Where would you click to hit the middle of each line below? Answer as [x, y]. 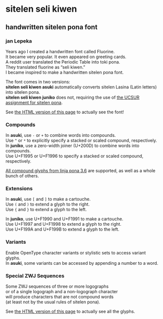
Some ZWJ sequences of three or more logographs [57, 286]
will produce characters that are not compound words [60, 297]
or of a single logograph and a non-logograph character [62, 292]
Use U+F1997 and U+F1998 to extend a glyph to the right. [63, 224]
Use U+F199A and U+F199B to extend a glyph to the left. [62, 229]
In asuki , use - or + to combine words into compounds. [61, 135]
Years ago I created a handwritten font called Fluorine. [60, 51]
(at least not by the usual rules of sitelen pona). [53, 302]
